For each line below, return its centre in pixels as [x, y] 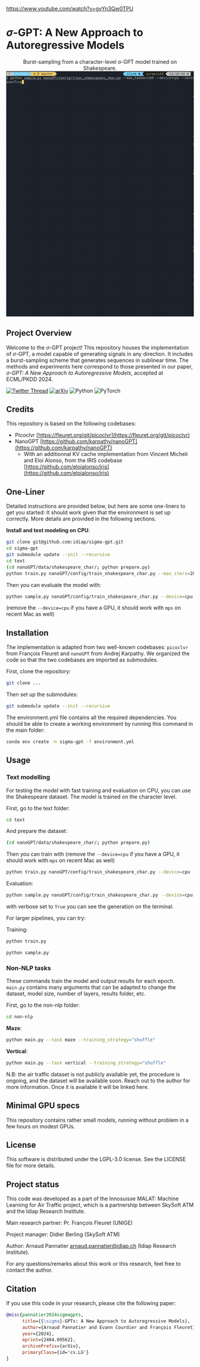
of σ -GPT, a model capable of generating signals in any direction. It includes [100, 354]
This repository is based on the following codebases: [71, 424]
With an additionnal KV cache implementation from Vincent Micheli [106, 454]
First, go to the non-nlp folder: [43, 1005]
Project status [33, 1184]
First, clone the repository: [39, 672]
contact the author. [29, 1270]
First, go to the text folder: [38, 808]
